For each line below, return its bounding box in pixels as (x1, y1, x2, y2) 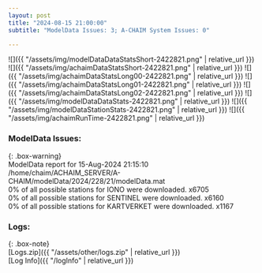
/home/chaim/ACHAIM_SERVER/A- (8, 167, 121, 178)
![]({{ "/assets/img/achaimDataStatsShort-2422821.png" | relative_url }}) (8, 63, 243, 73)
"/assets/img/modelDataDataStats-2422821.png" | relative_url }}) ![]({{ (18, 96, 248, 107)
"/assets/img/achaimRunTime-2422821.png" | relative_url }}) (8, 114, 205, 123)
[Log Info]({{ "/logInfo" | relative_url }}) (8, 256, 134, 265)
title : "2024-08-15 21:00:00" (8, 19, 108, 27)
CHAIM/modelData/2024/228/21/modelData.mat (8, 176, 166, 185)
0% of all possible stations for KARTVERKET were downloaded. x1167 (8, 201, 234, 211)
